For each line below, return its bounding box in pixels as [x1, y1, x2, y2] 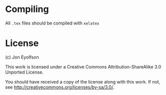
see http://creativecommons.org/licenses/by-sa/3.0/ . [5, 84, 114, 90]
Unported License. [5, 69, 44, 75]
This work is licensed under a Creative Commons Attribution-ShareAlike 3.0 [5, 63, 161, 69]
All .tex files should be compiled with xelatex [5, 20, 99, 26]
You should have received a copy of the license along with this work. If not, [5, 78, 160, 84]
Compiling [5, 3, 49, 15]
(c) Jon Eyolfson [5, 54, 39, 60]
